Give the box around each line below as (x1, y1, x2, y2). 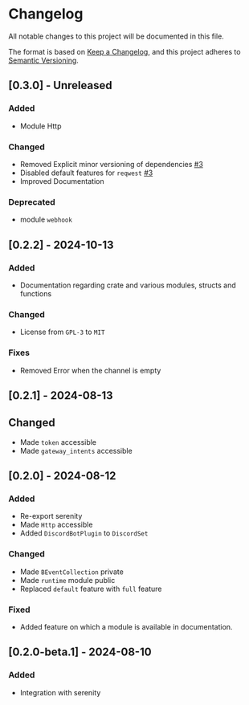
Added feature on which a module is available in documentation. (19, 621, 233, 631)
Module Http (19, 121, 62, 131)
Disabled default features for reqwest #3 (19, 168, 153, 177)
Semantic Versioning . (8, 55, 79, 65)
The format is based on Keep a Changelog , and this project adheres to (8, 47, 241, 56)
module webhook (19, 214, 72, 225)
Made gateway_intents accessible (19, 446, 133, 455)
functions (19, 288, 52, 298)
